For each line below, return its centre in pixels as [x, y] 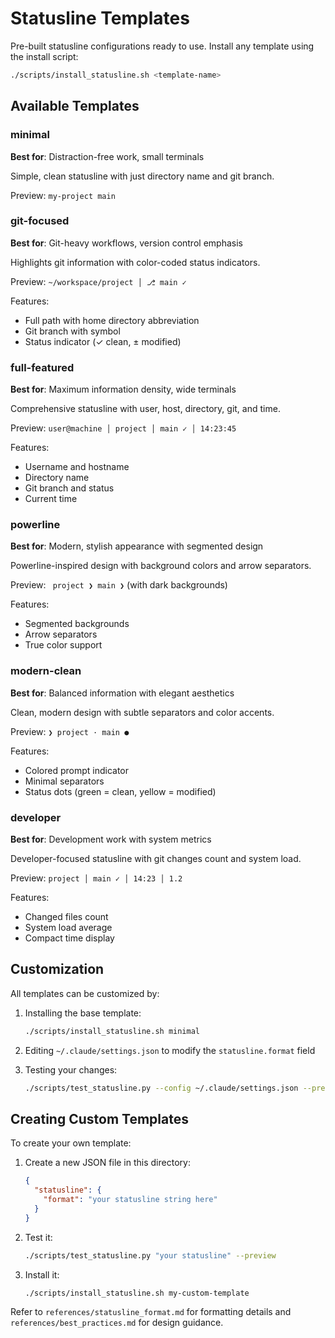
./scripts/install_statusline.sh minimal [112, 1031]
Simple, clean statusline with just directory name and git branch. [142, 176]
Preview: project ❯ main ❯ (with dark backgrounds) [119, 585]
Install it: [42, 1274]
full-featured [42, 367]
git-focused [40, 221]
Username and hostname [77, 467]
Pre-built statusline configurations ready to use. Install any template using [162, 46]
